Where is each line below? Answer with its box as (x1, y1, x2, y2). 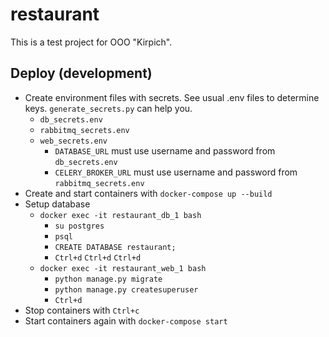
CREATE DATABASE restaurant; (54, 242, 177, 252)
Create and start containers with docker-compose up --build (24, 187, 273, 199)
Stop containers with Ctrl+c (24, 304, 140, 316)
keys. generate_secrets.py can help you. (24, 102, 193, 114)
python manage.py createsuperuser (54, 284, 199, 295)
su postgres (54, 221, 105, 231)
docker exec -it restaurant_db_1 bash (39, 210, 202, 220)
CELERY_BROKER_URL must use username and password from (54, 166, 298, 178)
